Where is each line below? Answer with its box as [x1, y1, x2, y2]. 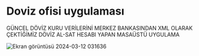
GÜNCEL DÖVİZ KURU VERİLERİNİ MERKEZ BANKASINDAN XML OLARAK [6, 24, 193, 32]
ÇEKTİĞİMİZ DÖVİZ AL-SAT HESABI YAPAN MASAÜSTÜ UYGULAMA [6, 30, 180, 38]
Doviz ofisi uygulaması [6, 4, 124, 18]
